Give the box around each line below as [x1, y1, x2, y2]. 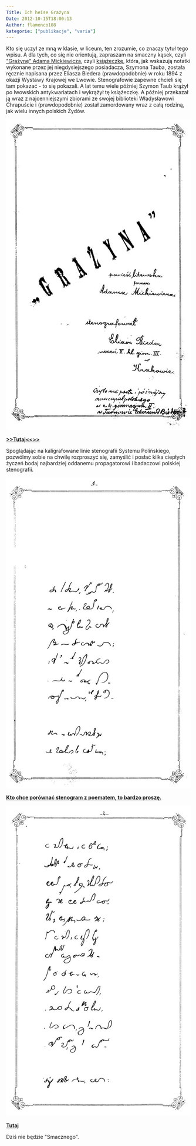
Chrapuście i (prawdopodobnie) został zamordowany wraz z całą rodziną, [6, 101, 185, 108]
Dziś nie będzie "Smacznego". [6, 1134, 79, 1141]
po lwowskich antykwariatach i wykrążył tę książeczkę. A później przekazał [6, 89, 189, 96]
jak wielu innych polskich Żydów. [6, 108, 86, 115]
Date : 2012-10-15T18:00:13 [6, 15, 72, 22]
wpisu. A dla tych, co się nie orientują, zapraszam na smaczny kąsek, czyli [6, 51, 187, 58]
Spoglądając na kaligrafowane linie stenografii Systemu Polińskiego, [6, 447, 171, 454]
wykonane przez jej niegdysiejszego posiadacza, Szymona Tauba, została [6, 64, 185, 71]
